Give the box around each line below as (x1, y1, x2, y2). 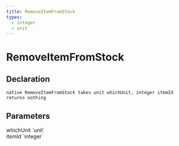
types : (6, 14, 23, 20)
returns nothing (6, 95, 46, 101)
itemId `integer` (6, 133, 43, 140)
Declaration (6, 74, 50, 84)
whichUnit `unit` (6, 126, 45, 134)
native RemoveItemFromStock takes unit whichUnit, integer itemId (6, 90, 174, 96)
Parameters (6, 111, 50, 121)
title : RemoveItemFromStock (6, 8, 76, 15)
